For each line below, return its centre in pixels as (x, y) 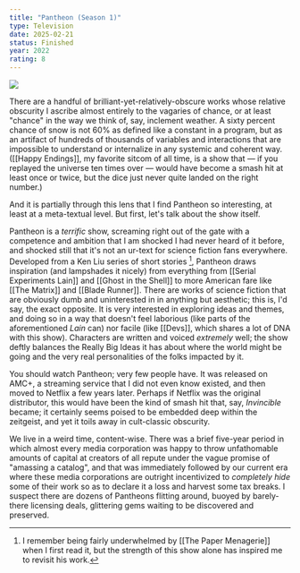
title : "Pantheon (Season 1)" (66, 17)
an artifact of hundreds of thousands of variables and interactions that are (145, 139)
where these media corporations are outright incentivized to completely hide (150, 476)
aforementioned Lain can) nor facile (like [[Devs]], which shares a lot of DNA (150, 328)
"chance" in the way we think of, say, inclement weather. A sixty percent (142, 120)
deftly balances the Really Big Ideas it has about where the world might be (146, 346)
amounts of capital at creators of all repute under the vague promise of (140, 458)
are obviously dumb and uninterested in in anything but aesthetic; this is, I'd (148, 299)
